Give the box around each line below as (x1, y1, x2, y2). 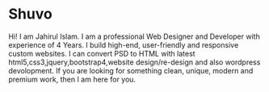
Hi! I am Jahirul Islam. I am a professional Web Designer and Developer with (8, 31, 260, 41)
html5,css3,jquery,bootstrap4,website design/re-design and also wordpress (8, 57, 261, 67)
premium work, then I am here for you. (8, 74, 136, 84)
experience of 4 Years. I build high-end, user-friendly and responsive (8, 40, 239, 49)
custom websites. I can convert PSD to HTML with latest (8, 48, 195, 58)
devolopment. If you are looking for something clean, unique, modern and (8, 65, 254, 75)
